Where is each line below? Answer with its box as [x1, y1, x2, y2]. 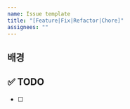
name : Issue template [7, 10, 71, 18]
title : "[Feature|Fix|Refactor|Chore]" [7, 17, 124, 24]
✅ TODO [7, 76, 44, 88]
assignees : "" [7, 23, 49, 30]
